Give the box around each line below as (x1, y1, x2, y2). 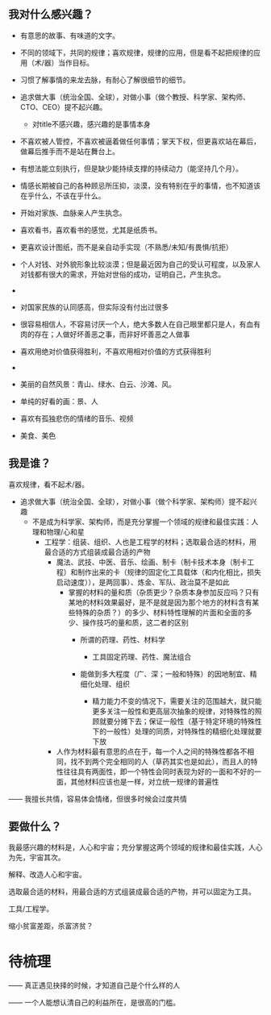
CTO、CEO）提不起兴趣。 (19, 102, 107, 111)
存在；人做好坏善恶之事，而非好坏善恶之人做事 (34, 329, 190, 339)
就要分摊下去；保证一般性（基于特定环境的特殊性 (99, 716, 262, 726)
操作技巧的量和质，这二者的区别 (81, 618, 189, 627)
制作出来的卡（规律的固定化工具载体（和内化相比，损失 (77, 567, 262, 576)
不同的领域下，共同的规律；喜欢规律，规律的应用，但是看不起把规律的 (19, 48, 254, 57)
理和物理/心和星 (31, 526, 85, 536)
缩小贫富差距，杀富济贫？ (8, 921, 94, 931)
